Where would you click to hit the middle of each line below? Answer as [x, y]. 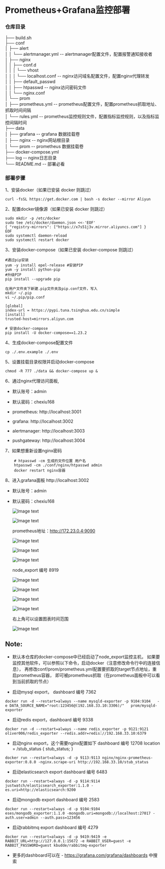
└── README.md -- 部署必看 [35, 164]
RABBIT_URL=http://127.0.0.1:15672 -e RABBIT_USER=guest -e [68, 841]
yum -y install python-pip [33, 270]
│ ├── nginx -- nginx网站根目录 [37, 140]
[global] [14, 306]
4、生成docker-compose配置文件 [39, 342]
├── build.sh [18, 38]
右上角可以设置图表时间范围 [40, 619]
